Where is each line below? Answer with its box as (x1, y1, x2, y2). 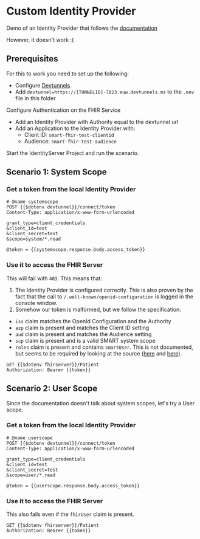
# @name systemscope (6, 199, 59, 205)
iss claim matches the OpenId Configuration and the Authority (15, 317, 171, 324)
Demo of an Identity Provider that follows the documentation (6, 24, 158, 32)
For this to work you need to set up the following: (6, 70, 129, 77)
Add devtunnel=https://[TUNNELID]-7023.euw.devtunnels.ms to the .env (15, 88, 195, 95)
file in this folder (15, 94, 56, 101)
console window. (15, 299, 58, 306)
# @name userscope (6, 434, 53, 441)
